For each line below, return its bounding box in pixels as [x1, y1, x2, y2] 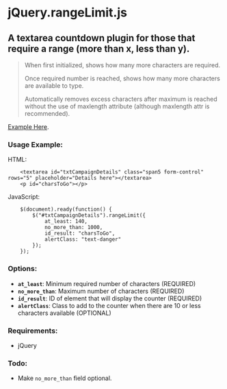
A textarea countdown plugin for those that [8, 32, 196, 44]
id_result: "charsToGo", [44, 230, 116, 237]
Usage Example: [8, 139, 64, 149]
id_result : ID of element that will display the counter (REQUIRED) [17, 294, 202, 303]
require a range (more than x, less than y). [8, 43, 190, 54]
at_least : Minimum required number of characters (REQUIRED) [17, 279, 196, 287]
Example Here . [8, 123, 50, 131]
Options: [8, 264, 38, 274]
